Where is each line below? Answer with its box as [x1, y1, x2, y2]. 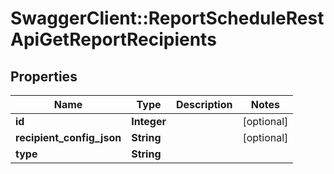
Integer [131, 115, 167, 128]
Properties [10, 68, 78, 85]
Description [176, 98, 233, 111]
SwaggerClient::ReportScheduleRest [10, 7, 325, 30]
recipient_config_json [15, 131, 122, 144]
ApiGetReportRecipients [10, 28, 217, 51]
